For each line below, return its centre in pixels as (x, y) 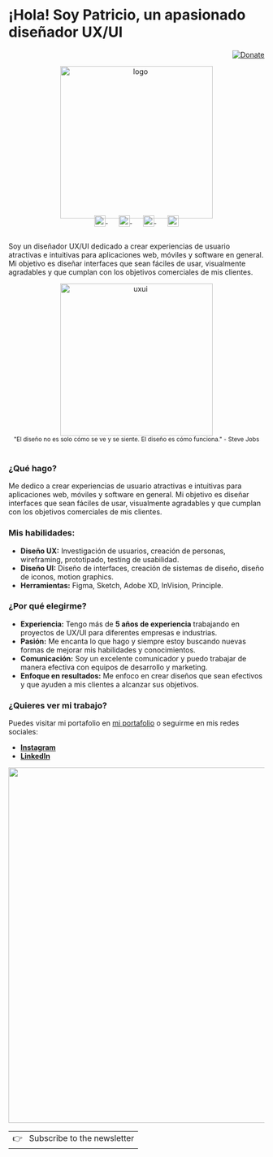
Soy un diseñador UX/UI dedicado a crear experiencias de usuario (119, 246)
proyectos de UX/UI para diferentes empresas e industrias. (119, 632)
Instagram (38, 747)
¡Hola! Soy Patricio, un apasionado (127, 15)
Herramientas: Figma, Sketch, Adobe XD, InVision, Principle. (121, 585)
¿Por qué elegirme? (48, 606)
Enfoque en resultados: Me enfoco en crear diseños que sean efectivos (141, 675)
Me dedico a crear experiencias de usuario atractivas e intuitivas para (125, 486)
